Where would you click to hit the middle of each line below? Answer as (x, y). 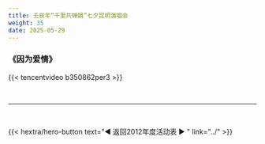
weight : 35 (26, 23)
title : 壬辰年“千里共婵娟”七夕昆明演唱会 (68, 15)
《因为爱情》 (33, 59)
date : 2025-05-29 (37, 30)
